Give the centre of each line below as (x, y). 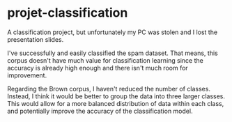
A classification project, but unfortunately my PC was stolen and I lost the (113, 32)
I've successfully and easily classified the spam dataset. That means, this (113, 53)
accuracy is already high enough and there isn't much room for (98, 68)
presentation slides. (36, 39)
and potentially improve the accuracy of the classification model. (100, 111)
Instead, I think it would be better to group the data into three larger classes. (116, 96)
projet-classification (68, 13)
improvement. (27, 75)
